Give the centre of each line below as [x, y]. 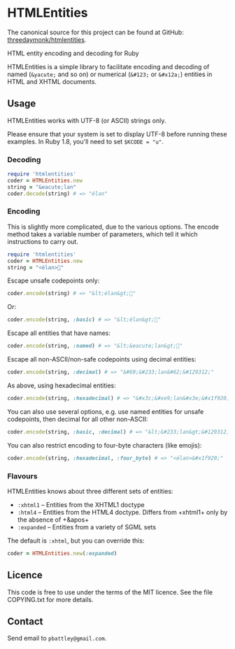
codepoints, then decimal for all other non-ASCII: [78, 419]
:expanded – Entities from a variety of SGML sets [86, 527]
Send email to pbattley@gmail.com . [57, 639]
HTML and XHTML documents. [52, 81]
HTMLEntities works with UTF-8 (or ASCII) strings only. [87, 120]
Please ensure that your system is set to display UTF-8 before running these [117, 134]
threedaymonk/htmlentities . [47, 39]
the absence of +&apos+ [53, 520]
